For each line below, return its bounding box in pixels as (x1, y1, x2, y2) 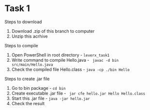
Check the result (11, 100, 45, 106)
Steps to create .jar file (4, 76, 50, 82)
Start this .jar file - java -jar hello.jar (11, 95, 90, 101)
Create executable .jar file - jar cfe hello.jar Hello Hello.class (11, 90, 146, 96)
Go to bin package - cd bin (11, 85, 66, 91)
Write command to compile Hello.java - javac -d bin (11, 57, 119, 63)
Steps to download (4, 19, 42, 25)
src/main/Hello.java (11, 62, 53, 67)
